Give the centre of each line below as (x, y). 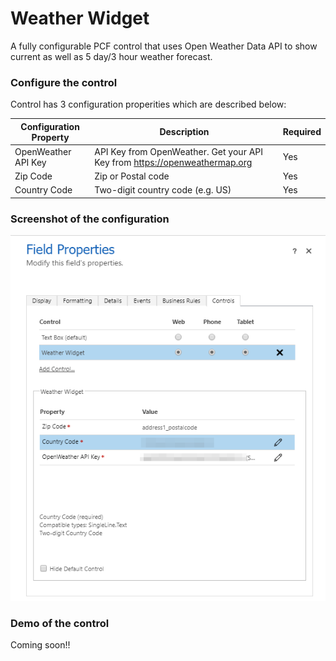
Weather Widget (80, 18)
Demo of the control (60, 623)
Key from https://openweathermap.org (173, 162)
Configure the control (64, 82)
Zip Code (33, 176)
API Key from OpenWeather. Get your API (179, 151)
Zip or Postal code (132, 176)
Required (302, 132)
